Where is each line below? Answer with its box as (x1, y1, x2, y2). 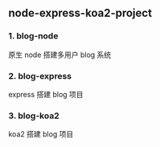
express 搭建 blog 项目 (8, 89, 84, 99)
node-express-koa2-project (8, 6, 153, 20)
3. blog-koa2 (8, 110, 59, 121)
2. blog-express (8, 70, 72, 81)
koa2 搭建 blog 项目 (8, 129, 74, 139)
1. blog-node (8, 31, 59, 42)
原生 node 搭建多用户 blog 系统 (8, 50, 112, 59)
